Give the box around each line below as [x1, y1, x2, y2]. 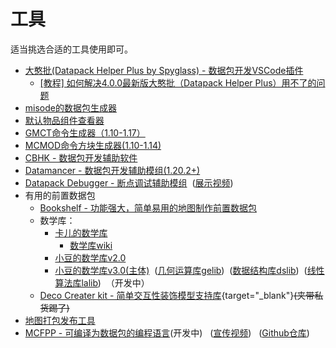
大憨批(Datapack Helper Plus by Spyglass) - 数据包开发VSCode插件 [24, 64, 304, 76]
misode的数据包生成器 [24, 101, 117, 114]
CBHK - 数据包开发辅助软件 [24, 151, 138, 164]
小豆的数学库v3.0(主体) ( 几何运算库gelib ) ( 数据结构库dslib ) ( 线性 [54, 264, 325, 276]
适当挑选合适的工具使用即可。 [10, 43, 133, 55]
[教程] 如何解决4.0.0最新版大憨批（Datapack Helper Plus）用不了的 [39, 76, 317, 89]
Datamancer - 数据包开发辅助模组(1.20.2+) [24, 164, 201, 176]
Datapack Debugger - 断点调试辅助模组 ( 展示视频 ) [24, 176, 234, 189]
